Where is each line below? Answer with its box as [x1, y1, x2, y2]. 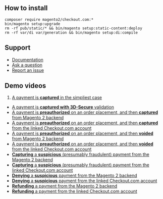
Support [4, 44, 31, 52]
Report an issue [11, 67, 44, 73]
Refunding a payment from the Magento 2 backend [11, 183, 117, 189]
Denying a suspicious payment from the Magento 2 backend [11, 173, 137, 179]
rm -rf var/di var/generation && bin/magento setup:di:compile [4, 30, 138, 35]
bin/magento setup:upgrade [4, 21, 60, 26]
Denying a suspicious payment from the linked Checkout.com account [11, 178, 158, 184]
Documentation [11, 56, 44, 62]
